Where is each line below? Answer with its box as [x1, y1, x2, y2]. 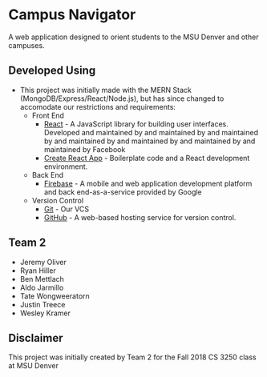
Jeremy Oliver [19, 257, 67, 267]
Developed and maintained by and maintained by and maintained [43, 127, 259, 137]
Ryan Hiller [19, 266, 56, 275]
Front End [31, 110, 64, 120]
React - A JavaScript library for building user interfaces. [43, 118, 229, 129]
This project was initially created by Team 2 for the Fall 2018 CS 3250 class [8, 352, 257, 362]
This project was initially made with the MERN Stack [19, 85, 192, 94]
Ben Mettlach [19, 274, 64, 283]
